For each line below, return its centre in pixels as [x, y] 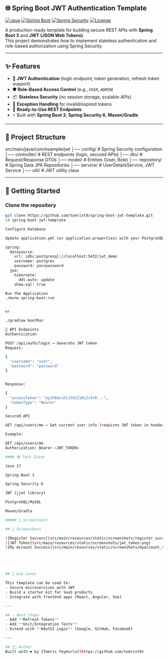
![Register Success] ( [28, 538]
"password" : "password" [34, 366]
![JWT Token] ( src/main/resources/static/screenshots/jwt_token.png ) [78, 543]
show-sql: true [30, 284]
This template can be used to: [38, 583]
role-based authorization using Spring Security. [54, 46]
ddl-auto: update [36, 279]
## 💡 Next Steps [22, 615]
